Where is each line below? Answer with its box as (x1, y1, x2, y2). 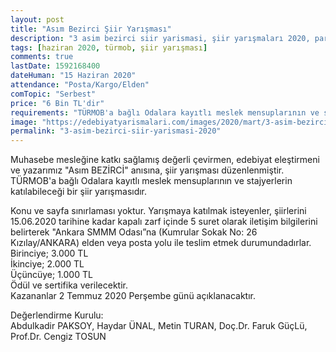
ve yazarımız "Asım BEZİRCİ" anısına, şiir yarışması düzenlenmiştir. (10, 164, 285, 176)
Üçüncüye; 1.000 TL (10, 269, 93, 281)
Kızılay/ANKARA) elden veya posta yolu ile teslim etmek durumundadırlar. (10, 237, 312, 249)
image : (10, 117, 38, 127)
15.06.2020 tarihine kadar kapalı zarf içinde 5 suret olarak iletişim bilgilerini (10, 216, 318, 228)
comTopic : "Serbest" (10, 89, 97, 99)
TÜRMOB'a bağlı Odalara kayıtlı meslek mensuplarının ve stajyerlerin (10, 175, 293, 187)
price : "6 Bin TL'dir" (10, 98, 105, 108)
